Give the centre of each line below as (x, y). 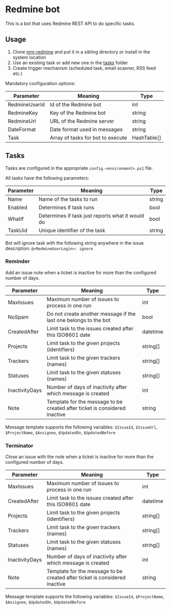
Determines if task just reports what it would (91, 216)
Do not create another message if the (91, 313)
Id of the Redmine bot (76, 104)
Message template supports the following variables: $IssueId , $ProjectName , (85, 597)
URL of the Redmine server (82, 121)
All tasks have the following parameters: (47, 178)
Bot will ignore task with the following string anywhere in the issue (75, 243)
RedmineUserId (26, 104)
